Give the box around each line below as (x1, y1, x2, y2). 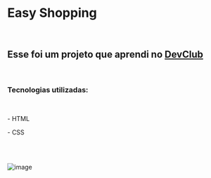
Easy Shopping (7, 5, 97, 21)
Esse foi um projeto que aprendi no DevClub (7, 49, 204, 61)
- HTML (7, 115, 30, 123)
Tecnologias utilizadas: (7, 84, 89, 94)
